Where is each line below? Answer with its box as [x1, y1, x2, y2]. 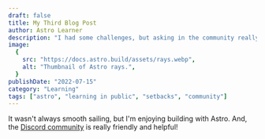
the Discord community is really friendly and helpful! [8, 122, 179, 132]
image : [8, 41, 30, 49]
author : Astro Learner [8, 26, 83, 34]
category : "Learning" [8, 85, 80, 93]
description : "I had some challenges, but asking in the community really [8, 33, 259, 42]
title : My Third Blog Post [8, 19, 97, 27]
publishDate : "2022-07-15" [8, 77, 97, 85]
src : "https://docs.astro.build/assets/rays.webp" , [22, 56, 196, 64]
